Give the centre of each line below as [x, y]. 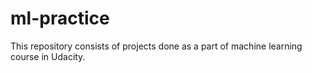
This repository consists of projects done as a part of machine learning [156, 46]
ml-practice [60, 18]
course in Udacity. [48, 56]
